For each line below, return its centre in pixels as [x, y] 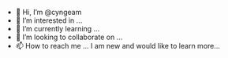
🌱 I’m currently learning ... [58, 29]
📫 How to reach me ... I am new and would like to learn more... [118, 46]
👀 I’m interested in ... [49, 20]
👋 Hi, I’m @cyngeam [49, 12]
